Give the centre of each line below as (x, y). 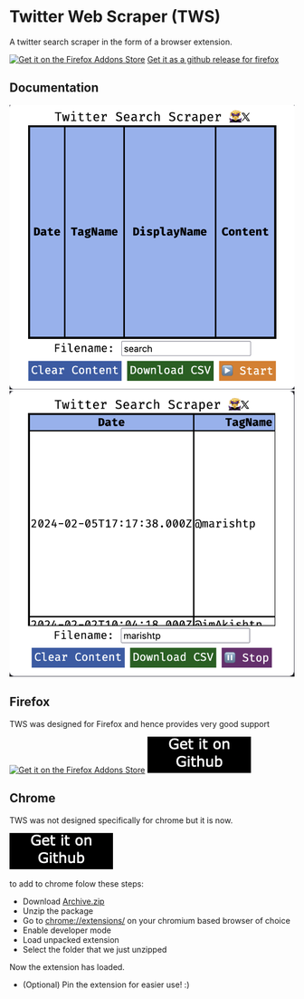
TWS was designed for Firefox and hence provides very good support (139, 723)
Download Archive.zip (63, 901)
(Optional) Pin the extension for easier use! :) (106, 984)
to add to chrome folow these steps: (77, 883)
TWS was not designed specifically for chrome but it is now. (121, 820)
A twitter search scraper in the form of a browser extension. (121, 42)
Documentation (54, 88)
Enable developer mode (66, 930)
